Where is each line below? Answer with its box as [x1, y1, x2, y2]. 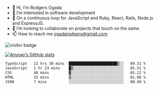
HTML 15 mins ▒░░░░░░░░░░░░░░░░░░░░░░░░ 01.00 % [5, 75, 146, 80]
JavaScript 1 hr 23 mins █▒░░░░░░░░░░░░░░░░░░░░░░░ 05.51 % [5, 66, 146, 70]
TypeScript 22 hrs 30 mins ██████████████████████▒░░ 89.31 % [5, 61, 146, 66]
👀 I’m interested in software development [12, 10, 96, 16]
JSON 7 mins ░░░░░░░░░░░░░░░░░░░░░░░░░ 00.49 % [5, 79, 146, 84]
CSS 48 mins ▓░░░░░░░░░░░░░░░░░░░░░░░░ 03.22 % [5, 70, 146, 75]
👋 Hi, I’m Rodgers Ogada [12, 5, 62, 10]
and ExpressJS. [12, 20, 44, 26]
